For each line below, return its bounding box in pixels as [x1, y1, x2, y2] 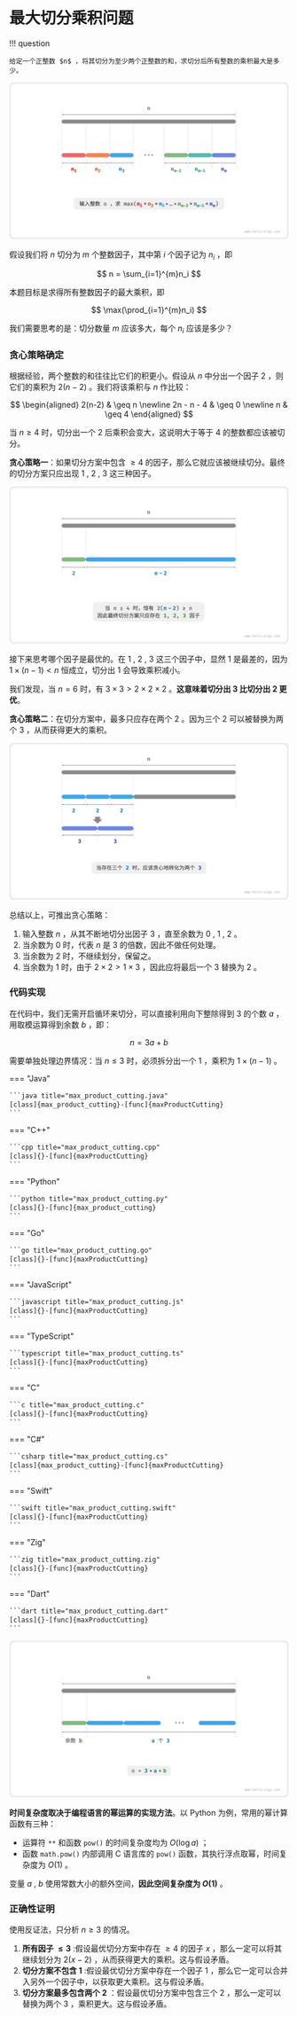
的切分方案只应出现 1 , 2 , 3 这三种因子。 [9, 468, 157, 479]
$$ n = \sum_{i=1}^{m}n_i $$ [96, 269, 202, 279]
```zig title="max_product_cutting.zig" [9, 1555, 161, 1564]
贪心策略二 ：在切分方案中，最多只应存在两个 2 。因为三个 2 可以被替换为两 [9, 713, 284, 723]
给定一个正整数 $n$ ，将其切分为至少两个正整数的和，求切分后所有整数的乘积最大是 [9, 57, 273, 66]
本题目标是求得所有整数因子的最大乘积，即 [9, 287, 165, 298]
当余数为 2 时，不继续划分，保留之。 [21, 950, 157, 962]
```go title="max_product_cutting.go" [9, 1246, 152, 1255]
